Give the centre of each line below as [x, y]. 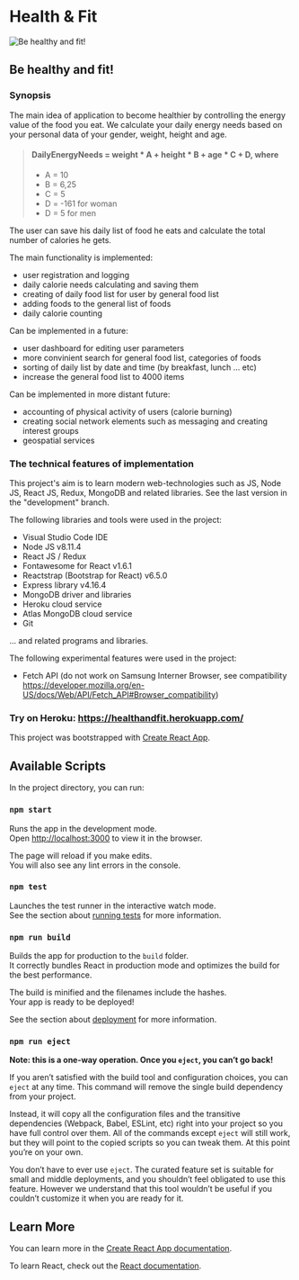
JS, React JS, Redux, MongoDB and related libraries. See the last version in [148, 493]
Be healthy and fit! [62, 70]
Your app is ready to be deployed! [72, 1002]
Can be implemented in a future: [69, 330]
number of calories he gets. [61, 239]
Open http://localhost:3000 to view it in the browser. [106, 838]
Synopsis [30, 95]
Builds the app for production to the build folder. [99, 956]
